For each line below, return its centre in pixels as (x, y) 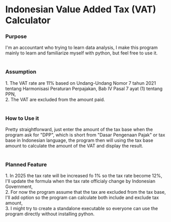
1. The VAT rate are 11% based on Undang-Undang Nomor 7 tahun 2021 (81, 83)
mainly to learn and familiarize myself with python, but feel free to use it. (81, 53)
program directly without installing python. (50, 214)
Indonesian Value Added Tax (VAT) (81, 10)
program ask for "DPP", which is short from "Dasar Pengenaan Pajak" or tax (85, 135)
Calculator (28, 20)
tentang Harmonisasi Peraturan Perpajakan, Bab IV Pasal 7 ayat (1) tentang (84, 88)
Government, (19, 187)
